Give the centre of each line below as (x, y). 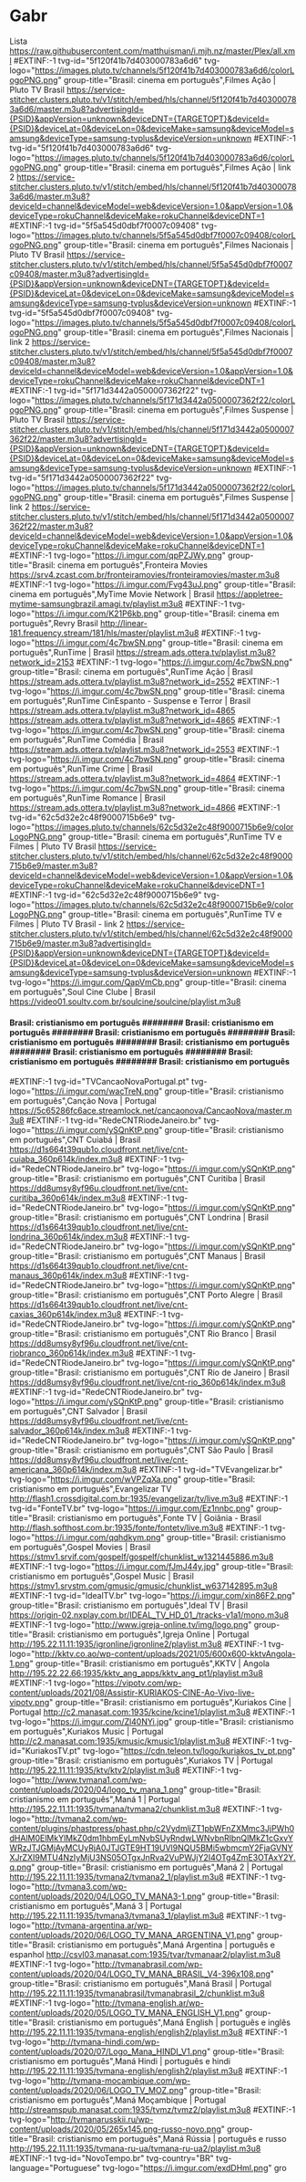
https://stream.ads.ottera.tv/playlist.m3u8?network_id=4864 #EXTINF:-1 (145, 778)
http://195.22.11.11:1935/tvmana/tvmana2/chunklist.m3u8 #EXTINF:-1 (138, 1810)
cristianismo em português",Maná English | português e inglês (174, 2022)
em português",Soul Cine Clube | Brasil (83, 991)
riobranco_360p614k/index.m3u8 (71, 1353)
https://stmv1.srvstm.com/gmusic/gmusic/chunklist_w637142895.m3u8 (143, 1586)
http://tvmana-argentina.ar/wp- (94, 1925)
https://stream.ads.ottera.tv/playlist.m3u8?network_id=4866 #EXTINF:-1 (145, 807)
